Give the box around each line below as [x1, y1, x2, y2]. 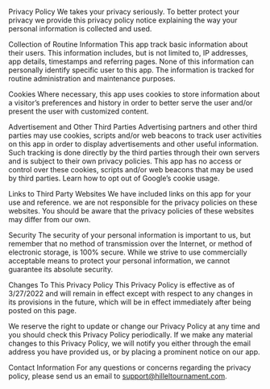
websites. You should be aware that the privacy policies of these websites [8, 206, 255, 216]
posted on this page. [8, 306, 77, 315]
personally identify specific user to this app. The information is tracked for [8, 65, 255, 75]
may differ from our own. [8, 215, 91, 224]
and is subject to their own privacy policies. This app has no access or [8, 156, 242, 166]
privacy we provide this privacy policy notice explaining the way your [8, 15, 238, 25]
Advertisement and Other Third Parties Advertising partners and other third [8, 122, 258, 131]
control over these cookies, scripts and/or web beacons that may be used [8, 165, 254, 174]
